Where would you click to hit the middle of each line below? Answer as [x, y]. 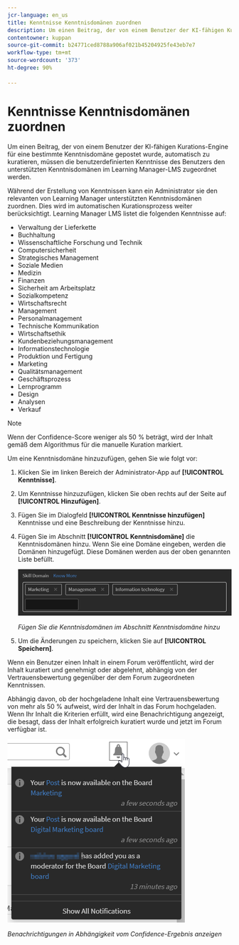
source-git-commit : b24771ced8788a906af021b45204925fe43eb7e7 [101, 45]
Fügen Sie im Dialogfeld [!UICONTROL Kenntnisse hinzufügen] [111, 515]
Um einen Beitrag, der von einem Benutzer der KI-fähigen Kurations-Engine [118, 146]
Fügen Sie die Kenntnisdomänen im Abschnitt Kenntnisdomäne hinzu [119, 627]
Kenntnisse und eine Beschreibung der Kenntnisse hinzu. [101, 522]
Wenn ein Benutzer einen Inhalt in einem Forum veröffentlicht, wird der [111, 662]
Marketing [33, 363]
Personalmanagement [50, 318]
